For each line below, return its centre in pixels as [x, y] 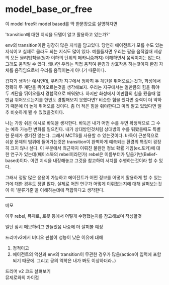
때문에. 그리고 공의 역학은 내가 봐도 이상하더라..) [69, 260]
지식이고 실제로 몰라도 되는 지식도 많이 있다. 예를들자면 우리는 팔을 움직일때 [79, 51]
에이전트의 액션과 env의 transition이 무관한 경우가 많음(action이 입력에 [82, 254]
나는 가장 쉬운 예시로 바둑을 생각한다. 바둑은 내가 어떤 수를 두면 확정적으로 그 [80, 123]
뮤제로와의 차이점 [22, 277]
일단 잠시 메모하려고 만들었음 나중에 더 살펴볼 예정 [54, 226]
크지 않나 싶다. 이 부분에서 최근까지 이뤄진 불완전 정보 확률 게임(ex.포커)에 [83, 148]
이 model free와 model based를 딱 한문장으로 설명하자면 [61, 24]
